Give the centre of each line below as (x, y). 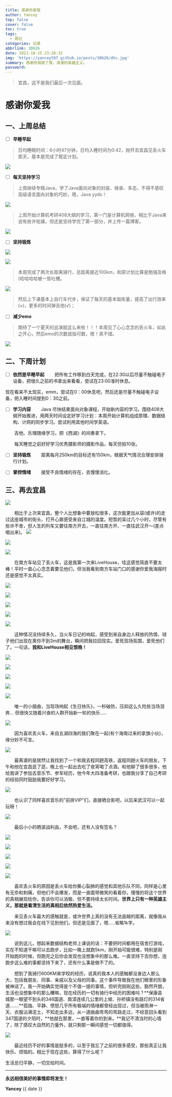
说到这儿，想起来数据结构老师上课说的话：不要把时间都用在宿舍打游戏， (91, 943)
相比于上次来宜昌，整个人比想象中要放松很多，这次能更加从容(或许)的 (88, 513)
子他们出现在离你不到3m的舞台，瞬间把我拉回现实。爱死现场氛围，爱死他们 (85, 641)
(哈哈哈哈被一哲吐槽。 (41, 278)
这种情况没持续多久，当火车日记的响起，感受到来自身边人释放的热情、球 (91, 635)
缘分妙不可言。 (21, 740)
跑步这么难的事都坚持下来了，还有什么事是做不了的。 (61, 963)
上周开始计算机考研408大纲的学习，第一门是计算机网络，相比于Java (90, 215)
